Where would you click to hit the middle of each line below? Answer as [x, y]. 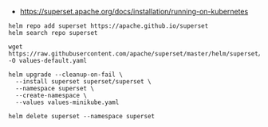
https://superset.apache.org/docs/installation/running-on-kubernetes [134, 12]
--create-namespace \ [51, 95]
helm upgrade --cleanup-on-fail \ [66, 75]
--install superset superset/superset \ [83, 82]
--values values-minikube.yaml [67, 102]
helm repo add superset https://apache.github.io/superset [108, 26]
